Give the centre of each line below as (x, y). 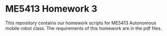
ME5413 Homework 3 (51, 9)
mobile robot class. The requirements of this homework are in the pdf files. (83, 28)
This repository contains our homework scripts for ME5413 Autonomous (81, 23)
